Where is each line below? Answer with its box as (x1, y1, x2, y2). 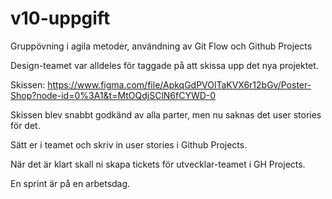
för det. (10, 119, 41, 131)
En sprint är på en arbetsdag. (10, 177, 131, 189)
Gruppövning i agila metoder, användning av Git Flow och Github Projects (10, 40, 313, 52)
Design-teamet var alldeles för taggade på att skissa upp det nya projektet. (10, 59, 319, 71)
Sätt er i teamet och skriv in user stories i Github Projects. (10, 138, 248, 151)
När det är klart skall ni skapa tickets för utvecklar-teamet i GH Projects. (10, 158, 306, 170)
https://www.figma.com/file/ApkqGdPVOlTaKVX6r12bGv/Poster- (47, 78, 312, 91)
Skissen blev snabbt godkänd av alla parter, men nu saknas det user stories (10, 108, 322, 121)
